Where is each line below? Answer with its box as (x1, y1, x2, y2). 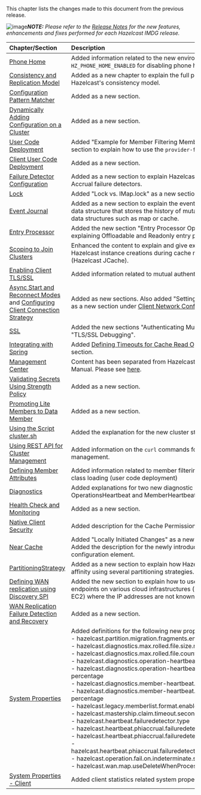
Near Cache (9, 543, 43, 551)
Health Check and (9, 501, 60, 509)
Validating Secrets (9, 375, 60, 383)
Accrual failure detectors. (71, 180, 142, 188)
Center (9, 365, 29, 373)
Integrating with (9, 340, 54, 349)
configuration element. (71, 550, 135, 559)
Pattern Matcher (9, 96, 55, 104)
